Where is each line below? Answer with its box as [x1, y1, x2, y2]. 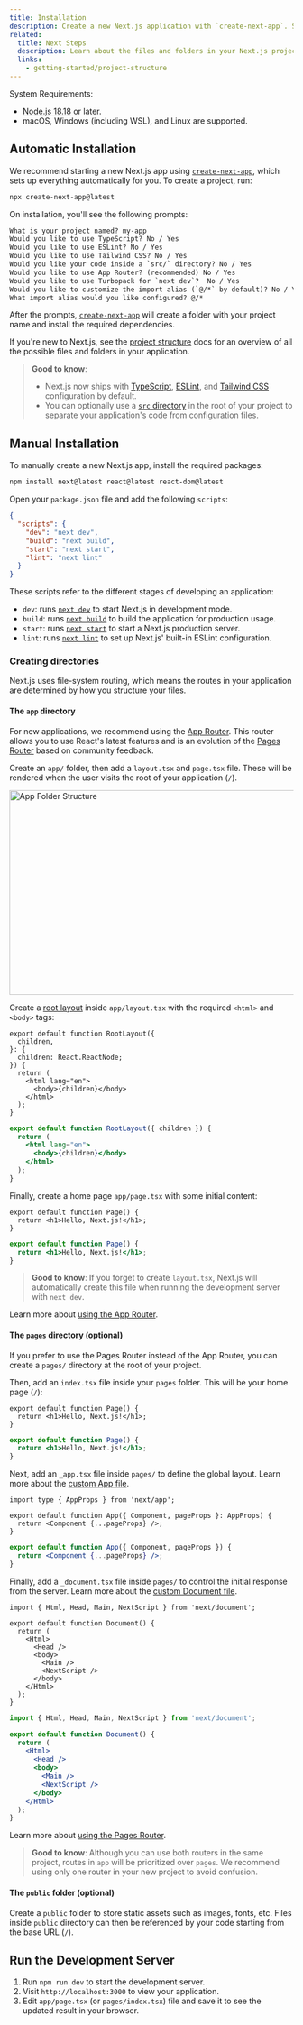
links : [17, 55, 42, 64]
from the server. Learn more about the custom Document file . [9, 1585, 237, 1597]
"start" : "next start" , [25, 545, 115, 554]
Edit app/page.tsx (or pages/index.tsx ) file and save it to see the [22, 1995, 262, 2007]
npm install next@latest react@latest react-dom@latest [9, 477, 224, 487]
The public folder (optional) [9, 1887, 115, 1898]
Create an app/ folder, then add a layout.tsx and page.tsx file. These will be [9, 762, 293, 773]
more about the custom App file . [9, 1478, 130, 1489]
